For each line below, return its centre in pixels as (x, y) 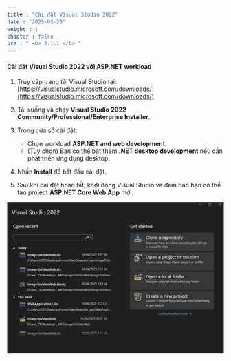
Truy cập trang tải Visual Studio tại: (67, 82)
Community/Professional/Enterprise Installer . (84, 117)
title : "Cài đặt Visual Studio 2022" (63, 14)
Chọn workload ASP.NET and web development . (97, 144)
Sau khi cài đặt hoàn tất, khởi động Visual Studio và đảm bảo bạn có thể (119, 185)
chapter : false (30, 37)
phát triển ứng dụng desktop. (68, 158)
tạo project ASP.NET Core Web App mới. (75, 192)
